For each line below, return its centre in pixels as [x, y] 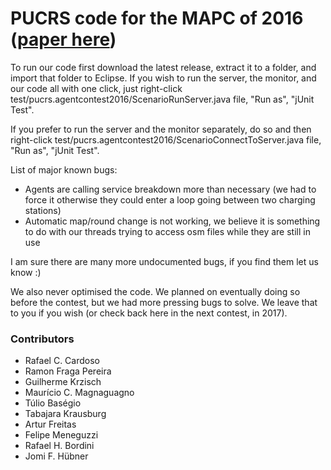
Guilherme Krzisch [63, 382]
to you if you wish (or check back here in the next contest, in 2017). [149, 313]
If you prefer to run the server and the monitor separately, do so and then [161, 129]
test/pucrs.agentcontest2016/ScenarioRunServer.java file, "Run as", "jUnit [162, 99]
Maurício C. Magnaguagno [79, 393]
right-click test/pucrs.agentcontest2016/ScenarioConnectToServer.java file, [166, 139]
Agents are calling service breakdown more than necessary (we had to [170, 189]
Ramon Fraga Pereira [68, 371]
